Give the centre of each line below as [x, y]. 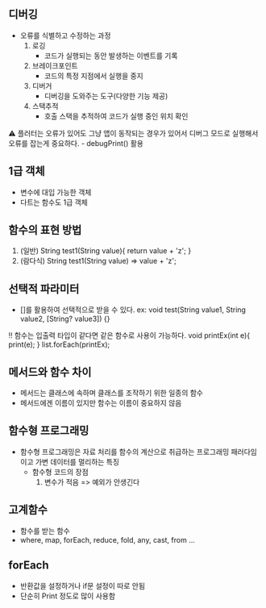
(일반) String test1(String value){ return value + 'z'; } [106, 251]
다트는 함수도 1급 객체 [54, 202]
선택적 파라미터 [44, 289]
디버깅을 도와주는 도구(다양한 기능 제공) [106, 96]
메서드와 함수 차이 [50, 372]
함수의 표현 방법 [45, 230]
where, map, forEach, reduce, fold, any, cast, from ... [107, 539]
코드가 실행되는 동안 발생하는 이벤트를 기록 [111, 56]
